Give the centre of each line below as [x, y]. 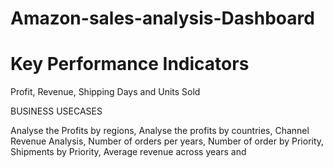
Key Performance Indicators [130, 64]
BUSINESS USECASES [56, 111]
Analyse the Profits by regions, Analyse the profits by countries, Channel [160, 131]
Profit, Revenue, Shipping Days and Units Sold [105, 92]
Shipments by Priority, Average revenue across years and [128, 152]
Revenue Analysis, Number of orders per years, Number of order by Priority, [167, 141]
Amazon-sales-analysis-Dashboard [162, 18]
